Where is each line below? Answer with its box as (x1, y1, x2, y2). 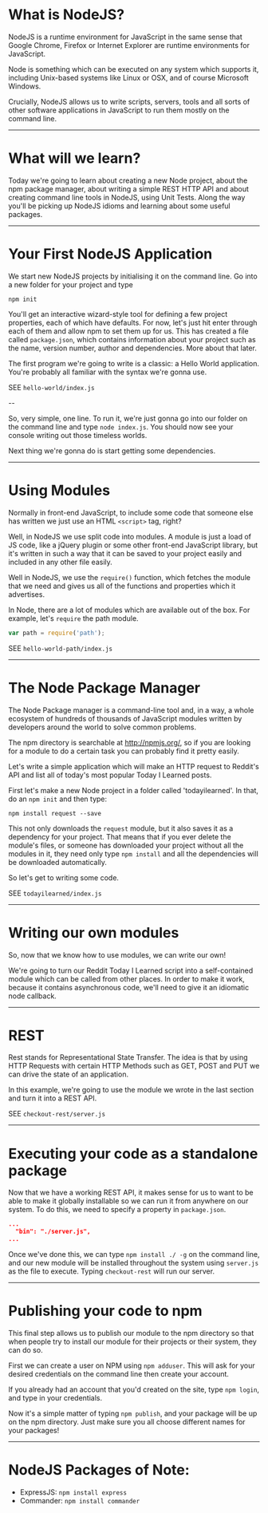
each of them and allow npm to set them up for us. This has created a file (8, 326, 249, 336)
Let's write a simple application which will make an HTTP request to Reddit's (8, 761, 259, 771)
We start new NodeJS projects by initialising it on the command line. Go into (8, 271, 258, 281)
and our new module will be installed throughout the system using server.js (8, 1258, 259, 1267)
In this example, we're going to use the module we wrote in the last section (8, 1085, 254, 1095)
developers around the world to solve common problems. (8, 722, 197, 732)
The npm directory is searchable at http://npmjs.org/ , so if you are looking (8, 737, 251, 747)
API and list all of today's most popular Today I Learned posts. (8, 770, 212, 780)
